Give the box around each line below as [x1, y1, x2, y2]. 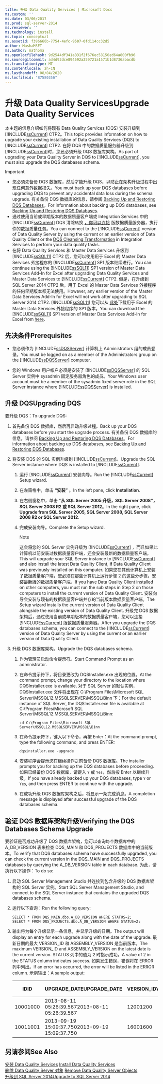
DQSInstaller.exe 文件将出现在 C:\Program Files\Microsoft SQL [19, 689, 144, 695]
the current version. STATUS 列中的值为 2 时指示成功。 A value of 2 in [12, 952, 151, 958]
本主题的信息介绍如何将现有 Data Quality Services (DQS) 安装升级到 [5, 125, 141, 131]
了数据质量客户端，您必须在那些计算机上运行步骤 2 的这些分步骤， [19, 573, 152, 579]
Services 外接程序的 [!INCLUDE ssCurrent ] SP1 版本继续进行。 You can [12, 259, 152, 265]
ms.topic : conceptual [5, 35, 49, 39]
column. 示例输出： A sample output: [12, 970, 85, 976]
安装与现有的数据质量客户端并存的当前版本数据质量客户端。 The [28, 596, 155, 602]
